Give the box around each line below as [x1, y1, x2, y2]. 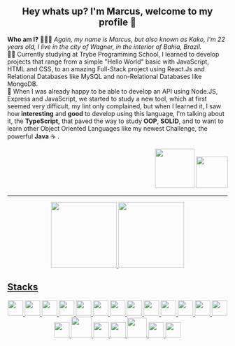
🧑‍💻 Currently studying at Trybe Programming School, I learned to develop [7, 50, 220, 58]
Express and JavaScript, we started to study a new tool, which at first [7, 94, 208, 103]
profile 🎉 [99, 17, 136, 29]
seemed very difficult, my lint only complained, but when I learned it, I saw [7, 101, 222, 110]
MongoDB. [7, 80, 38, 88]
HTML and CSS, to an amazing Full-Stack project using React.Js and [7, 64, 205, 73]
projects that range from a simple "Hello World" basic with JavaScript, [7, 57, 210, 66]
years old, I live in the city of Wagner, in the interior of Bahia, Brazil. [7, 42, 202, 51]
